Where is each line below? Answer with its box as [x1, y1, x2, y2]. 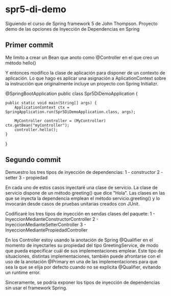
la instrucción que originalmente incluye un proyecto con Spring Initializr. [5, 80, 158, 86]
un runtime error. [5, 269, 41, 276]
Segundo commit [5, 155, 61, 164]
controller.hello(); [14, 127, 58, 132]
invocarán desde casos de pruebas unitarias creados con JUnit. [5, 200, 140, 207]
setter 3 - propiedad [5, 174, 48, 180]
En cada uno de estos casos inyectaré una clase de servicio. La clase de [5, 184, 158, 190]
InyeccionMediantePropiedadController [5, 226, 88, 233]
